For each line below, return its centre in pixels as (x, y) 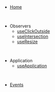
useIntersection (33, 36)
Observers (20, 26)
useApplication (32, 66)
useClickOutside (33, 31)
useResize (27, 42)
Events (17, 85)
